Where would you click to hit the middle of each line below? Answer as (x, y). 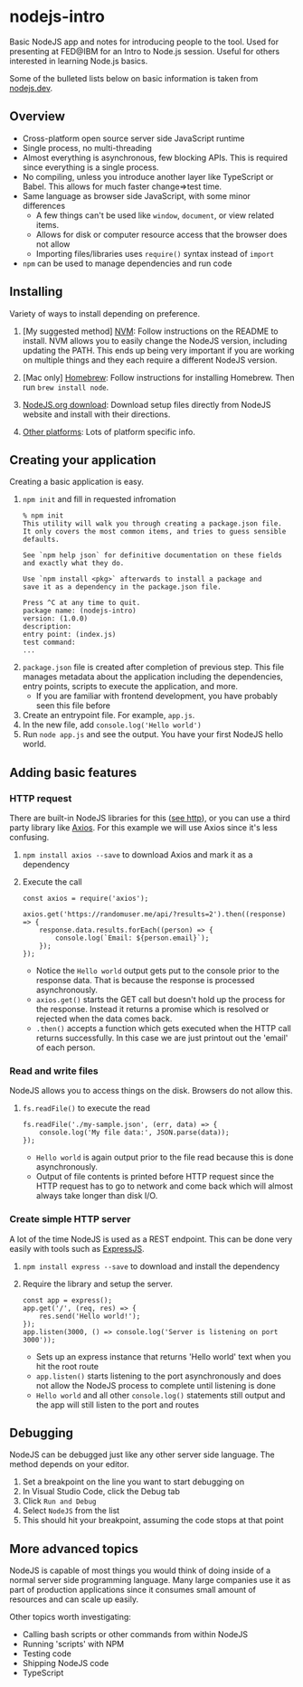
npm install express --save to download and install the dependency (151, 1266)
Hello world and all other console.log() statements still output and (161, 1395)
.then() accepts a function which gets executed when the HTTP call (163, 1028)
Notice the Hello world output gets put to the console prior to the (158, 971)
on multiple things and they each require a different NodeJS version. (150, 360)
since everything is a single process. (90, 167)
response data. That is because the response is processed (145, 981)
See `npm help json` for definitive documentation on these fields (152, 555)
